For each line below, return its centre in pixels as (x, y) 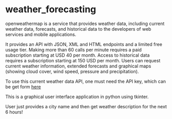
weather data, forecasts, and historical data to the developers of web (78, 29)
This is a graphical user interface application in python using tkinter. (77, 97)
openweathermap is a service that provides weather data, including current (85, 23)
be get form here (23, 87)
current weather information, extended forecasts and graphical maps (78, 66)
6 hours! (14, 112)
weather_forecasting (51, 9)
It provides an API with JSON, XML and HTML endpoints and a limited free (84, 44)
